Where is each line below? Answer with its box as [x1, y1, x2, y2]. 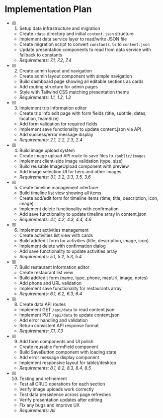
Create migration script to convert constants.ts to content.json [19, 41, 150, 47]
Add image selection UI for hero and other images [19, 168, 122, 174]
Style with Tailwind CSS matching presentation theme [19, 89, 130, 95]
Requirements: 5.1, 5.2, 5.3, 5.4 [19, 253, 82, 259]
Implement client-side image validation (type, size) [19, 158, 123, 164]
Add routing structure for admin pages [19, 83, 98, 89]
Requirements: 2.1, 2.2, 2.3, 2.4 [19, 136, 83, 143]
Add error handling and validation [19, 317, 88, 323]
